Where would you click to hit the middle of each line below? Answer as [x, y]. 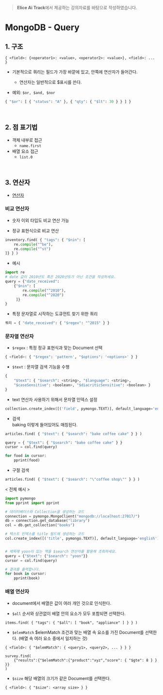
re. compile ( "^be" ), [33, 244]
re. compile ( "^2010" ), [44, 291]
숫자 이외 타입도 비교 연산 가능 [41, 220]
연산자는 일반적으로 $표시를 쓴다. [50, 82]
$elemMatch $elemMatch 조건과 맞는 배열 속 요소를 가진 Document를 [78, 632]
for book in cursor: [26, 574]
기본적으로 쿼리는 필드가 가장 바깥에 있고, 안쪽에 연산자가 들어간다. [75, 72]
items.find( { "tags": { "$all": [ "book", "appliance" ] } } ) [71, 623]
